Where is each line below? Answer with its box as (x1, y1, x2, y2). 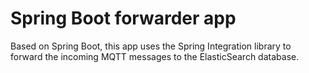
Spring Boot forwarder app (10, 7, 237, 30)
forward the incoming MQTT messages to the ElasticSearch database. (10, 50, 300, 62)
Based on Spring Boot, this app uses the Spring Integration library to (10, 40, 292, 52)
